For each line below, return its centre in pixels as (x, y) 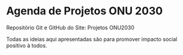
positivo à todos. (27, 45)
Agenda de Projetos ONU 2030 (85, 11)
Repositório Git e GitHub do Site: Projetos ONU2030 (70, 27)
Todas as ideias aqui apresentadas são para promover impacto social (92, 39)
